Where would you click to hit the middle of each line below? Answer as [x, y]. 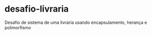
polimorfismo [18, 27]
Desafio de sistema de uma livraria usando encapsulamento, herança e [76, 22]
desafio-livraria [37, 9]
